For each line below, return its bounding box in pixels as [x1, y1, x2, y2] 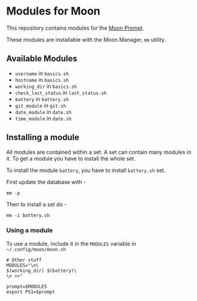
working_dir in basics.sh [15, 82, 77, 90]
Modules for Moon [6, 4, 101, 18]
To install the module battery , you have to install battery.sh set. [6, 167, 166, 174]
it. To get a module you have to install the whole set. [6, 154, 136, 162]
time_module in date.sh [15, 114, 72, 122]
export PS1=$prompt [6, 289, 56, 295]
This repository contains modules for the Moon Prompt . [6, 24, 144, 31]
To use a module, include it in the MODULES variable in [6, 240, 137, 247]
